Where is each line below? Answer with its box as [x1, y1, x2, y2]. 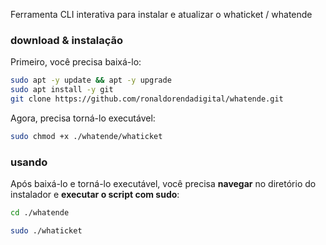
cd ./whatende [10, 208, 70, 218]
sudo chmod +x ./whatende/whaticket [10, 131, 163, 141]
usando [10, 155, 48, 169]
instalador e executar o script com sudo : [10, 189, 180, 201]
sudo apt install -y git [10, 85, 114, 95]
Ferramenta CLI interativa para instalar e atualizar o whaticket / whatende [10, 9, 313, 20]
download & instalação [10, 33, 123, 47]
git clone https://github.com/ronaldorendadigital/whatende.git [10, 94, 284, 104]
